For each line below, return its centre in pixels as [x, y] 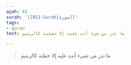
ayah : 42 [17, 12]
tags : [13, 22]
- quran [16, 28]
